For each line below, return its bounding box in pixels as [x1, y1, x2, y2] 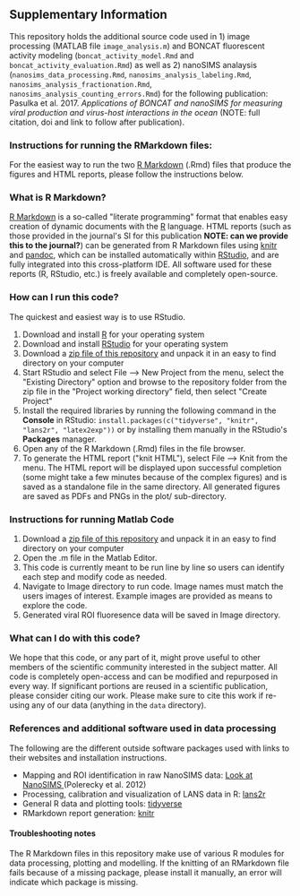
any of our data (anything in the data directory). [30, 700, 207, 711]
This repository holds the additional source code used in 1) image [9, 30, 251, 41]
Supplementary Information [9, 7, 167, 22]
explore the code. [21, 600, 88, 610]
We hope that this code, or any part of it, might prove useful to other [9, 652, 261, 663]
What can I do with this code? [9, 632, 141, 644]
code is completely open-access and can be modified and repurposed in [9, 671, 279, 682]
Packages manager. [21, 434, 97, 444]
